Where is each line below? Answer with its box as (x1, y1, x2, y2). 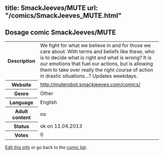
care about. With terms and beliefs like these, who (40, 48, 155, 55)
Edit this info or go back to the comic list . (5, 144, 87, 150)
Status (14, 123, 29, 130)
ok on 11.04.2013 (40, 122, 82, 129)
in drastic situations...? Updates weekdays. (40, 73, 138, 80)
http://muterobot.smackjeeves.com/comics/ (40, 81, 141, 88)
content (12, 114, 31, 121)
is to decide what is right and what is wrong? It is (40, 54, 152, 61)
